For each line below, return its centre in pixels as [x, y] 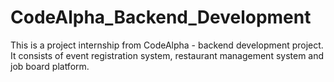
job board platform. [50, 66]
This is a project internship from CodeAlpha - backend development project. [167, 45]
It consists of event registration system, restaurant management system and [167, 55]
